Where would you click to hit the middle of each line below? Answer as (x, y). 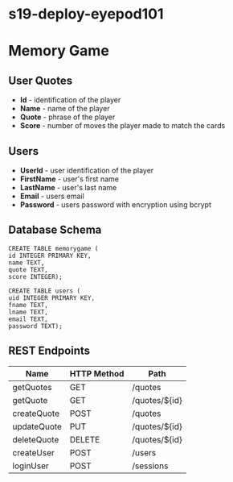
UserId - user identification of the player (87, 170)
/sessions (150, 466)
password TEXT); (35, 326)
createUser (33, 452)
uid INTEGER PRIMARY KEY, (51, 298)
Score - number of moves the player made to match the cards (123, 126)
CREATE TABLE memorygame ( (53, 248)
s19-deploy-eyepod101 (86, 14)
